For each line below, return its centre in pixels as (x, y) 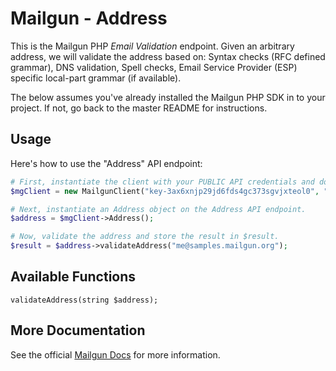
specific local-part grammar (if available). (96, 78)
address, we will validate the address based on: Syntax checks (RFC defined (168, 56)
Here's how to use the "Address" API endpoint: (106, 163)
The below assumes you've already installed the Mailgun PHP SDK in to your (168, 97)
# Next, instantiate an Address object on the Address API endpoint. (158, 209)
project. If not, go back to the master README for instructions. (139, 108)
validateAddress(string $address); (84, 300)
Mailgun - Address (89, 18)
